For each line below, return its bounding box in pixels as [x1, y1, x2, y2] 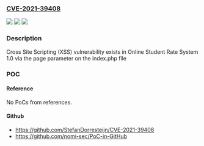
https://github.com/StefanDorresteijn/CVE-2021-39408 [15, 126, 155, 133]
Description [6, 34, 42, 43]
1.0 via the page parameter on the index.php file [6, 54, 127, 62]
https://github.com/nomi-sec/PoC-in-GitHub [15, 133, 127, 140]
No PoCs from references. [6, 98, 72, 106]
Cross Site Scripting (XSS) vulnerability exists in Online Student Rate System [6, 48, 199, 56]
